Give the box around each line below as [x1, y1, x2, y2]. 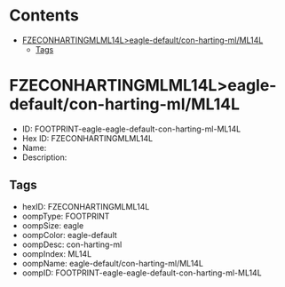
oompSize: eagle [21, 219, 84, 231]
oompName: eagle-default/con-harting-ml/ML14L [21, 258, 204, 268]
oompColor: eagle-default [21, 229, 117, 240]
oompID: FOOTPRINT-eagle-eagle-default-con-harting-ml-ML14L [21, 267, 262, 278]
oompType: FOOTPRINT [21, 211, 110, 221]
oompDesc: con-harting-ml [21, 239, 123, 250]
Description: [21, 152, 67, 163]
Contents [9, 5, 80, 26]
